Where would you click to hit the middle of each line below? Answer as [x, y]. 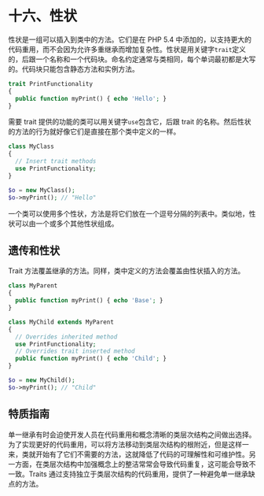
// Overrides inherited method [66, 337]
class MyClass [31, 146]
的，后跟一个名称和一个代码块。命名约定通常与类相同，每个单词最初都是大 [128, 59]
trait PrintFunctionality [50, 83]
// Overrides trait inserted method [75, 351]
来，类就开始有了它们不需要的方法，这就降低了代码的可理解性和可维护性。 [128, 454]
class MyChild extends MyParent [61, 322]
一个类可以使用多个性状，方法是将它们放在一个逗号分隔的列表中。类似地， [128, 213]
